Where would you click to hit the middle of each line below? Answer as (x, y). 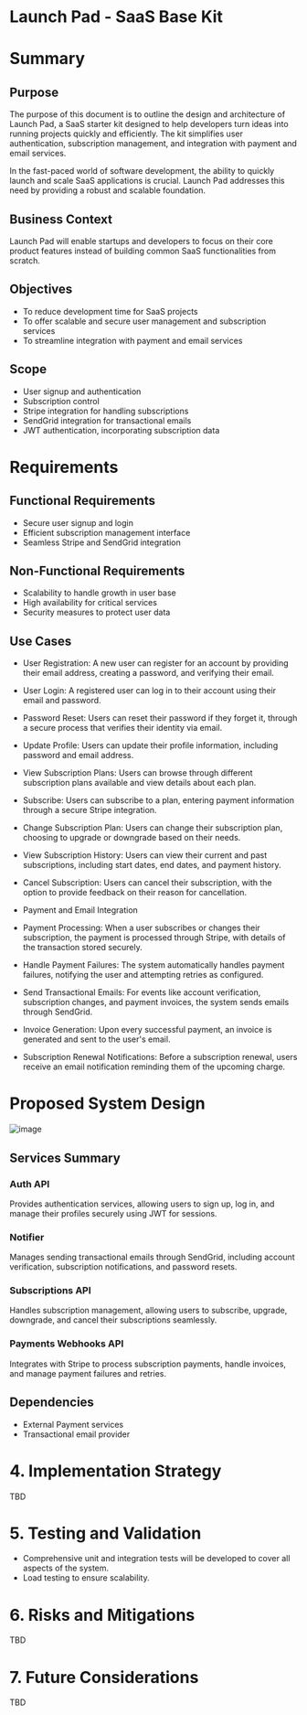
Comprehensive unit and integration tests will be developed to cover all (156, 1559)
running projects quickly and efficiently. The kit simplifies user (127, 134)
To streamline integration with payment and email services (132, 340)
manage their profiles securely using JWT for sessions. (113, 1213)
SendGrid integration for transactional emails (107, 420)
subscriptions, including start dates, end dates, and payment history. (152, 865)
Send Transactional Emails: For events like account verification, (142, 992)
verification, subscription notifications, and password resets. (123, 1267)
